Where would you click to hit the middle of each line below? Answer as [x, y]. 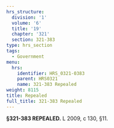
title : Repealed [27, 96]
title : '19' [27, 29]
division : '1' [29, 17]
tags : [13, 51]
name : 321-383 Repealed [47, 85]
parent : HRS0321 [38, 79]
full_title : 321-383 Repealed [44, 101]
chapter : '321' [31, 34]
